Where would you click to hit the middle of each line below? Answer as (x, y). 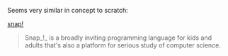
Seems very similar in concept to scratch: (68, 10)
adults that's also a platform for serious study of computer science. (123, 45)
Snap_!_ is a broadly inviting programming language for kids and (118, 38)
